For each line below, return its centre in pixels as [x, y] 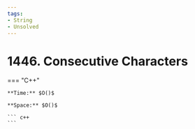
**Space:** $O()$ [32, 105]
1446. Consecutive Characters [98, 61]
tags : [15, 14]
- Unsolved [23, 26]
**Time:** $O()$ [31, 93]
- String [20, 20]
